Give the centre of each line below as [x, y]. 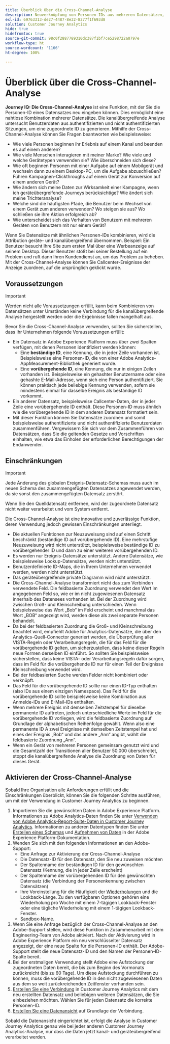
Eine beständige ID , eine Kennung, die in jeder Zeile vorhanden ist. [90, 353]
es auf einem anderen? [37, 150]
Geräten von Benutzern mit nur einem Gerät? [59, 225]
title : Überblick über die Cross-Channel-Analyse [59, 10]
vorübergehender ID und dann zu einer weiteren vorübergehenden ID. [86, 550]
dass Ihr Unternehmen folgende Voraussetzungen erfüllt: [65, 332]
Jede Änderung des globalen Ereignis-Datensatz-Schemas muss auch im [82, 483]
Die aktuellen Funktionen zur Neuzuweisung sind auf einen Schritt [81, 534]
